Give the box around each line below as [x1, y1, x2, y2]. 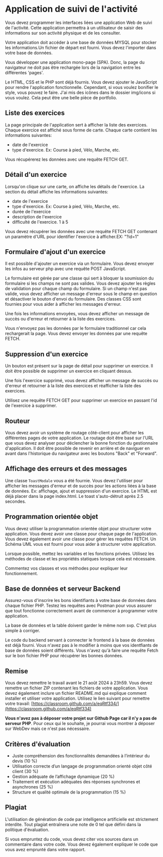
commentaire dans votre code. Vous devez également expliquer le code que [5, 841, 158, 847]
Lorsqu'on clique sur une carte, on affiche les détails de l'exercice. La [5, 183, 145, 189]
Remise [5, 667, 28, 675]
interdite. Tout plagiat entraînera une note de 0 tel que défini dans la [5, 821, 141, 827]
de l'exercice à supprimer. [5, 403, 57, 408]
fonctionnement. [5, 570, 38, 576]
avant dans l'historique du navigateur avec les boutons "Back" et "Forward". [5, 450, 158, 456]
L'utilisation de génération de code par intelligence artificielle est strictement [5, 816, 159, 822]
